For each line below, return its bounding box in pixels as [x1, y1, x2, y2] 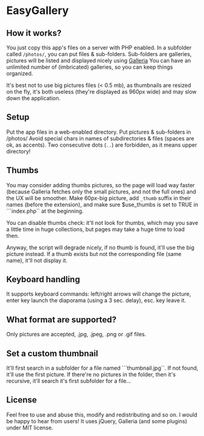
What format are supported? [6, 314, 117, 325]
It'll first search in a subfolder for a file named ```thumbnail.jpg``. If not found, [6, 364, 199, 372]
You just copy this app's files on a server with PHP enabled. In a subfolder [6, 44, 192, 51]
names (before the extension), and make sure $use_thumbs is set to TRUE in [6, 201, 199, 208]
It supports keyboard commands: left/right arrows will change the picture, [6, 290, 191, 298]
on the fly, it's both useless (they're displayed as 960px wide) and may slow [6, 88, 197, 95]
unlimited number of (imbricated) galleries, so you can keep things [6, 63, 174, 71]
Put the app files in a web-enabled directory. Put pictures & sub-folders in [6, 128, 191, 136]
